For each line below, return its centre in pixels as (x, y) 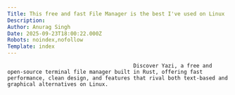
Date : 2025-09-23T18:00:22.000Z (55, 33)
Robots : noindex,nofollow (45, 40)
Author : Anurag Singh (39, 27)
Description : (26, 20)
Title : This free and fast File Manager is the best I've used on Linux (116, 14)
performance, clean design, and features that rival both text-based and (118, 78)
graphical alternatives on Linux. (58, 84)
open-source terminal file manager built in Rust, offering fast (105, 72)
